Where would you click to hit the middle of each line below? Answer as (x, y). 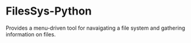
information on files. (31, 34)
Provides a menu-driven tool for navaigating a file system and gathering (95, 28)
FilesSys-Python (49, 11)
